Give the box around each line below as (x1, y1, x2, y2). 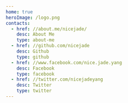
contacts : (5, 20, 31, 26)
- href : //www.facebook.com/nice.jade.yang (11, 59, 122, 65)
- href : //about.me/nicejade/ (11, 25, 87, 32)
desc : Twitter (16, 82, 52, 88)
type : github (16, 54, 50, 60)
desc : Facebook (16, 65, 55, 71)
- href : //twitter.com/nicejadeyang (11, 76, 103, 82)
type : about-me (16, 37, 55, 43)
